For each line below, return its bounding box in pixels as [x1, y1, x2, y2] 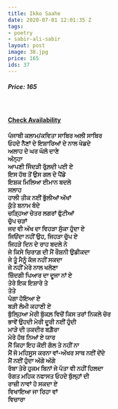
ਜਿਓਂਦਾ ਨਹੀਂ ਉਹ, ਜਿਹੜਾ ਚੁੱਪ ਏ [8, 232, 78, 240]
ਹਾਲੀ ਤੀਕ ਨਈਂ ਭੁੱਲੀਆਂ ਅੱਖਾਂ [8, 193, 72, 201]
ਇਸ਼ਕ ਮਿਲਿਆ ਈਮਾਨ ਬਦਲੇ [8, 177, 72, 186]
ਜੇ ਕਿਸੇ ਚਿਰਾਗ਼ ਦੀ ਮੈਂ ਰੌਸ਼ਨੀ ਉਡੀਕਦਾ [8, 248, 90, 256]
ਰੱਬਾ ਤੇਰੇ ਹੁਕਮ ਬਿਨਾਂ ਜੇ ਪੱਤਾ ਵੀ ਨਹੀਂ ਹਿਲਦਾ [8, 363, 104, 372]
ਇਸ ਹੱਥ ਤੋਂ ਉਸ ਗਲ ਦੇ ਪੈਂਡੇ [8, 170, 66, 178]
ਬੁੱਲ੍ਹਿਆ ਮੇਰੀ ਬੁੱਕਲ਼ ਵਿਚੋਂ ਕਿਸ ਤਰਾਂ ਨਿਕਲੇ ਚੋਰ [8, 310, 111, 318]
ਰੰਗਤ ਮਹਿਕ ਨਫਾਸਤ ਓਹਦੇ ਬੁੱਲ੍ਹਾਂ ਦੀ [8, 372, 90, 380]
